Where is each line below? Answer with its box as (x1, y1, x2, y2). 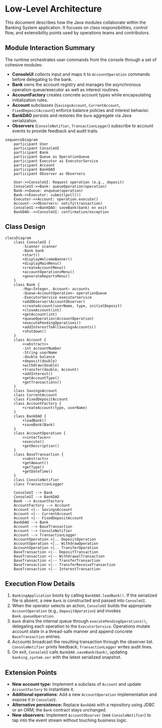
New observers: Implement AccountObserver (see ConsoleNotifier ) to (12, 712, 151, 718)
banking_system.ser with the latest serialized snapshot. (12, 654, 122, 660)
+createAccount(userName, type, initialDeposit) (22, 303, 122, 308)
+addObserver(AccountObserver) (22, 299, 86, 304)
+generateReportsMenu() (22, 274, 70, 278)
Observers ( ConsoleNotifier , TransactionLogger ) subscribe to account (12, 123, 153, 129)
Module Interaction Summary (5, 44, 95, 52)
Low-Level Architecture (5, 3, 103, 15)
